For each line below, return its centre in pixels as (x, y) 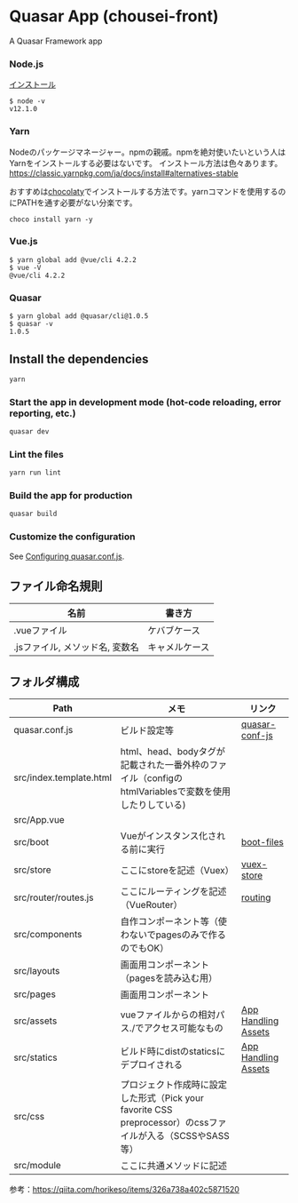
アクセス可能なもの (183, 1028)
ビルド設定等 (147, 730)
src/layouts (37, 971)
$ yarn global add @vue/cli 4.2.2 (73, 259)
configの (165, 778)
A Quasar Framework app (56, 41)
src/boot (31, 842)
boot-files (262, 842)
